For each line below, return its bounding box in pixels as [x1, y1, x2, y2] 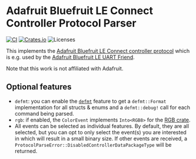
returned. [14, 147, 38, 154]
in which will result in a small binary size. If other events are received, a [14, 135, 187, 142]
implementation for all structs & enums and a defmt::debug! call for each [14, 104, 190, 111]
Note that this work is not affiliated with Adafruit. [6, 65, 124, 72]
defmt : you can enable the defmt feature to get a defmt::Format [14, 97, 167, 104]
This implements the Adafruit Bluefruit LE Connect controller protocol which [6, 47, 190, 54]
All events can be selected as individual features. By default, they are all [14, 122, 190, 130]
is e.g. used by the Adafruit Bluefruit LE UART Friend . [6, 53, 135, 60]
